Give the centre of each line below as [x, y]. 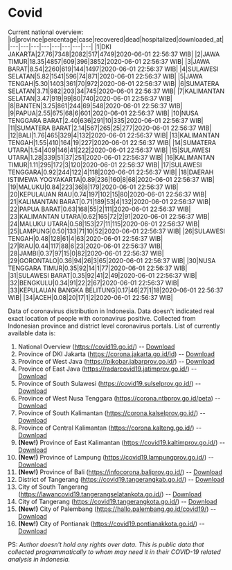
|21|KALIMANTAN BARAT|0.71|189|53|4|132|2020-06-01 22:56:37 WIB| [109, 201]
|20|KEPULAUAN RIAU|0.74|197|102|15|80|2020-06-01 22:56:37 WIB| [107, 194]
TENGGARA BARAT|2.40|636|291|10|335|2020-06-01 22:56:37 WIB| [106, 120]
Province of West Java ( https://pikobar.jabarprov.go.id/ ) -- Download [116, 361]
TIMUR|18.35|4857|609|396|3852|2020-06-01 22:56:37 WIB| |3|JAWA [109, 61]
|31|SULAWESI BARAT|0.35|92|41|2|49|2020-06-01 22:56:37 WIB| [102, 275]
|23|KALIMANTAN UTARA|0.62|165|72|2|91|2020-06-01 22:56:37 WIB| [109, 216]
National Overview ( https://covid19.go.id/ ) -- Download [96, 346]
